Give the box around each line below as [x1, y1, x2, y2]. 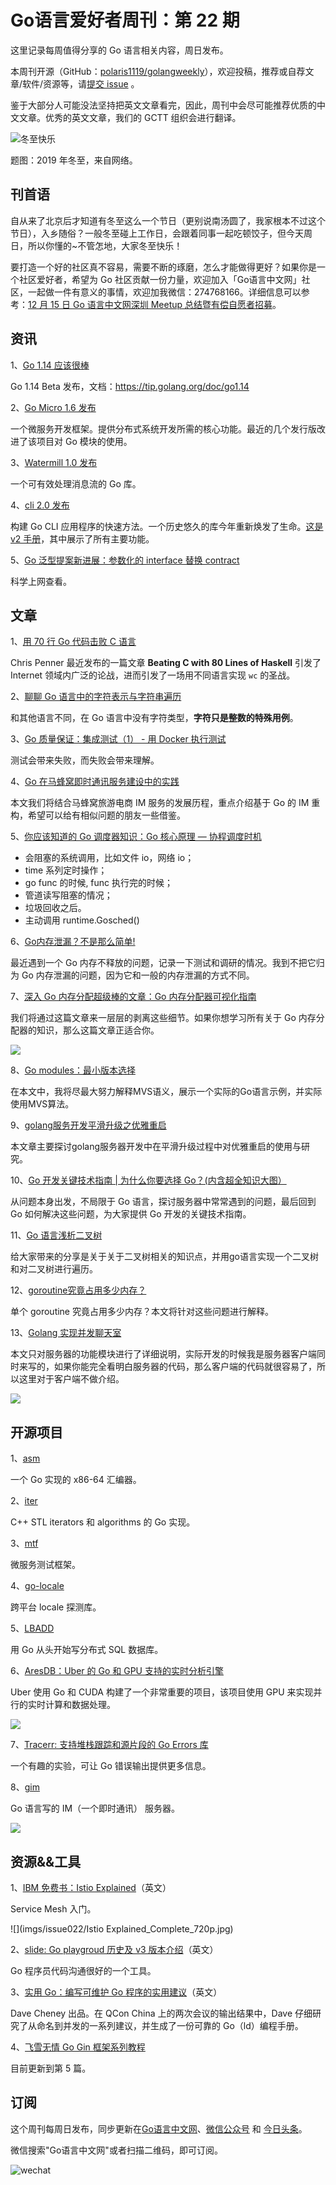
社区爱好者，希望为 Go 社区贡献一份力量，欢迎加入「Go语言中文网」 [18, 273, 302, 285]
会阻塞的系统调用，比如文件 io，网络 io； [24, 852, 195, 864]
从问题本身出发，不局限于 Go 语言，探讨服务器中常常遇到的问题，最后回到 [10, 1196, 317, 1208]
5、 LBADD [10, 1622, 55, 1635]
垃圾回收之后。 [24, 902, 87, 914]
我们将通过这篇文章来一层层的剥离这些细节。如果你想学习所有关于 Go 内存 [10, 1012, 317, 1024]
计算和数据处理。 [44, 1699, 116, 1711]
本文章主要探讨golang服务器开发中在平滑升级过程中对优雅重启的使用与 [10, 1141, 302, 1153]
